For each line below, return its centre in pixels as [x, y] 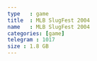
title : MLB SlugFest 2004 [49, 20]
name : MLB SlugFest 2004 [49, 27]
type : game [28, 14]
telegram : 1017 [31, 40]
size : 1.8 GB [28, 46]
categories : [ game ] [36, 33]
